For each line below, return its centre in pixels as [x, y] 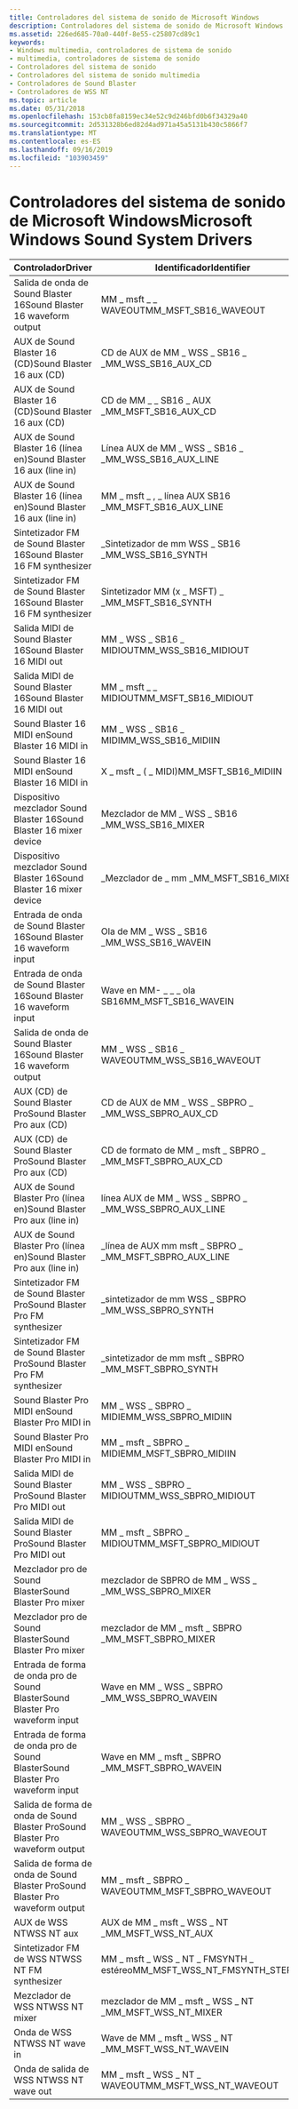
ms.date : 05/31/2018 [47, 108]
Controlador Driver [53, 268]
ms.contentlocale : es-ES [55, 141]
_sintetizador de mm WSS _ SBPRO [173, 1299]
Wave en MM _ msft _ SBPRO [161, 1757]
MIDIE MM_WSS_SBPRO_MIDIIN [166, 1417]
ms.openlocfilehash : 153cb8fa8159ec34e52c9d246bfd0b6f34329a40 [129, 116]
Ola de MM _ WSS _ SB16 [154, 931]
